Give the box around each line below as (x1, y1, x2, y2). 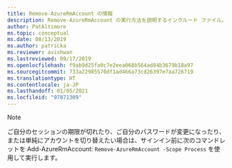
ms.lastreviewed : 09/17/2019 (7, 56, 91, 62)
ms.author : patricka (7, 42, 67, 49)
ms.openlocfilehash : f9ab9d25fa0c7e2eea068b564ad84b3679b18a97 (7, 62, 194, 69)
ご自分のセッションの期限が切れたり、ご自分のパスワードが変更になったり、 (7, 128, 225, 135)
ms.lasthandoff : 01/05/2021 (7, 87, 89, 94)
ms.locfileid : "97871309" (7, 94, 82, 101)
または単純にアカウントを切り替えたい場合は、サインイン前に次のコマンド (7, 136, 220, 144)
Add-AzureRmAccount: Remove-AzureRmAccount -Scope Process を (26, 145, 215, 153)
